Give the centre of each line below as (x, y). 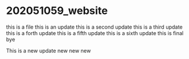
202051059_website (57, 11)
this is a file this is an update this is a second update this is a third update (95, 27)
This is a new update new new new (48, 50)
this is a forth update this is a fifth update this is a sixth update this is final (95, 33)
